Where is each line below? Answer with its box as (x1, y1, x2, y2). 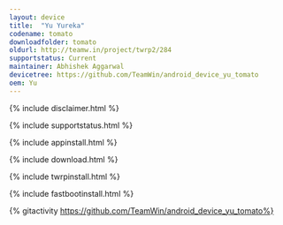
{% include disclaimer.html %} (9, 102, 119, 113)
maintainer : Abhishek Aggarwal (9, 63, 125, 71)
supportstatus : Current (9, 54, 97, 63)
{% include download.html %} (9, 154, 119, 164)
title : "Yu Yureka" (9, 21, 86, 30)
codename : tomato (9, 29, 73, 38)
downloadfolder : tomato (9, 37, 97, 47)
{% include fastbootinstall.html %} (9, 188, 134, 199)
